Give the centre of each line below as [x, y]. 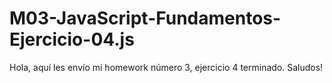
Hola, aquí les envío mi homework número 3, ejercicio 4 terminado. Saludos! [166, 67]
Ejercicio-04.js [72, 39]
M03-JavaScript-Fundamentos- [145, 18]
